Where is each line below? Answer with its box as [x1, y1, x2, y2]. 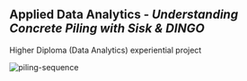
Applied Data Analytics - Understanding [9, 7, 239, 22]
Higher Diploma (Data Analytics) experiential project [9, 45, 202, 55]
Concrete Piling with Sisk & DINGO [9, 21, 205, 36]
